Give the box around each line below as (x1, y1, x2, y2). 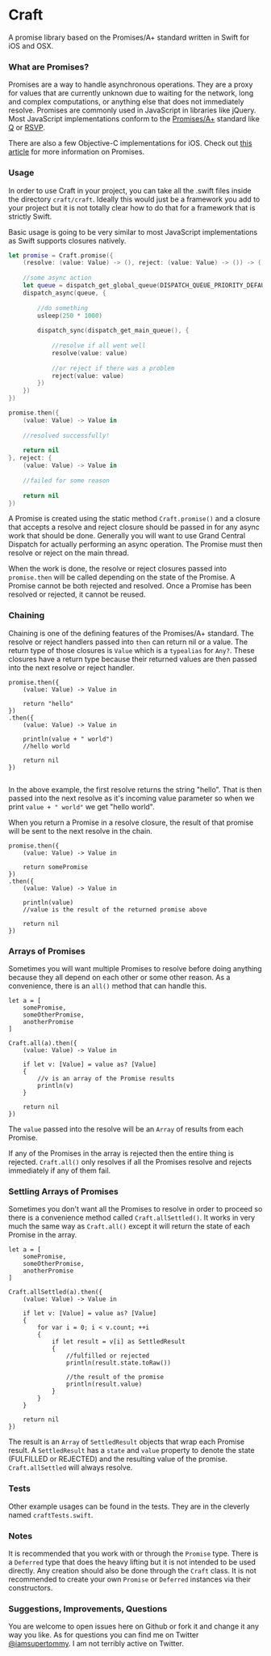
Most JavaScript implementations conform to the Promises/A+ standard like (8, 114, 260, 124)
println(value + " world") (23, 735, 114, 743)
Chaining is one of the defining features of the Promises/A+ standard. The (8, 628, 254, 638)
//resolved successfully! (23, 431, 110, 439)
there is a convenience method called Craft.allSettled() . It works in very (8, 1212, 256, 1223)
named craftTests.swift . (8, 1510, 94, 1519)
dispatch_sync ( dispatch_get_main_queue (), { (37, 326, 190, 335)
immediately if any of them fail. (8, 1166, 111, 1175)
